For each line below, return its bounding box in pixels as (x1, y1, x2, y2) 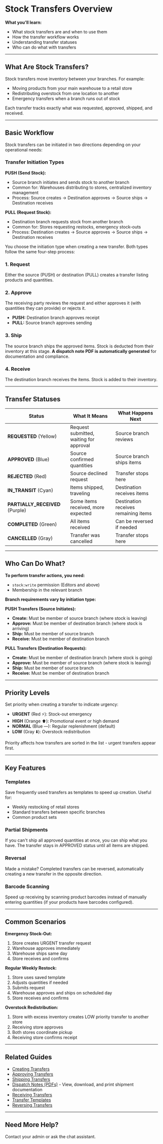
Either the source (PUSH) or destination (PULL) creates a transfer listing (5, 272, 149, 278)
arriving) (12, 625, 30, 631)
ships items (115, 459, 142, 465)
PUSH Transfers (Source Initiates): (5, 606, 76, 612)
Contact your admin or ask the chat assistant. (5, 1133, 96, 1139)
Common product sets (12, 814, 57, 820)
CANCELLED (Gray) (7, 535, 53, 542)
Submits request (12, 984, 45, 991)
